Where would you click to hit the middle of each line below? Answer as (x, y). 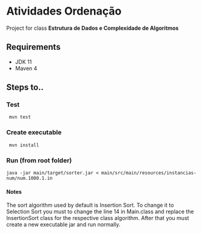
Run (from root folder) (39, 160)
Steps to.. (25, 87)
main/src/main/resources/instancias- (149, 173)
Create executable (34, 132)
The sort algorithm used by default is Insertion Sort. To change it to (90, 205)
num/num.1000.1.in (29, 178)
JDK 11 (23, 61)
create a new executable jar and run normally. (63, 225)
